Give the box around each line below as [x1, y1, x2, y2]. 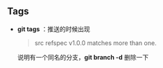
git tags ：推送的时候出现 [17, 24, 90, 33]
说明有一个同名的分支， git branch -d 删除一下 [17, 53, 149, 61]
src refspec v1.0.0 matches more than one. [34, 38, 157, 47]
